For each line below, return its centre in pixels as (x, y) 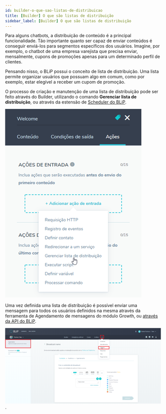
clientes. (14, 62)
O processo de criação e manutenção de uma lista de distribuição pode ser (82, 92)
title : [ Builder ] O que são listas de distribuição (59, 16)
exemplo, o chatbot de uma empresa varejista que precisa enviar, (72, 52)
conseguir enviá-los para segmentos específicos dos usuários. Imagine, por (83, 46)
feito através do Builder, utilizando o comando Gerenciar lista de (71, 97)
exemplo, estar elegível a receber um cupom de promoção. (65, 82)
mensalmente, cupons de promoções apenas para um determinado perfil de (83, 56)
